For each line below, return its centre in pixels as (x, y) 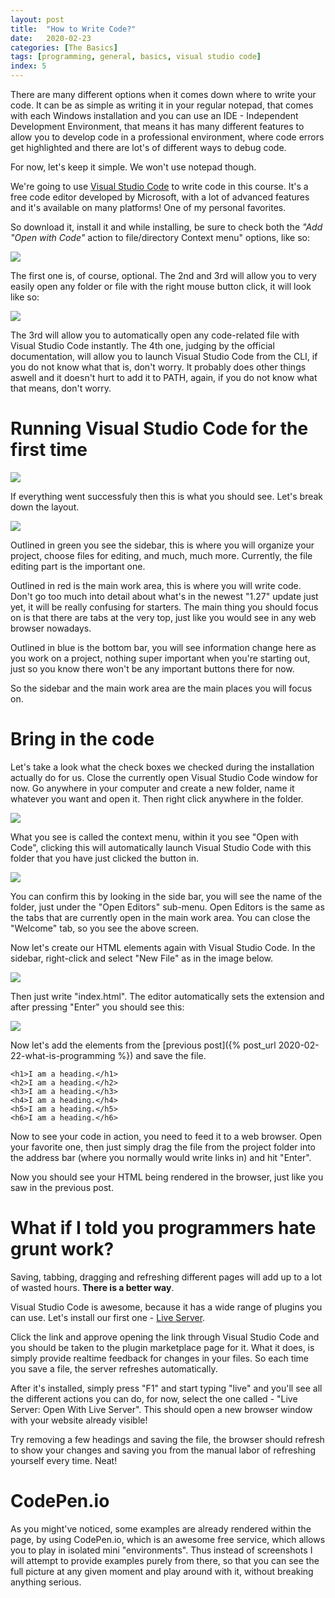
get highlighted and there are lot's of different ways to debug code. (148, 147)
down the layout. (45, 507)
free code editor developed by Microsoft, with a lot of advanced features (160, 197)
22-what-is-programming (63, 1055)
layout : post (37, 19)
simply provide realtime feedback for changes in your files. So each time (160, 1358)
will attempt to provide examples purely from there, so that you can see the (165, 1560)
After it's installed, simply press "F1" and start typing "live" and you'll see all (166, 1388)
